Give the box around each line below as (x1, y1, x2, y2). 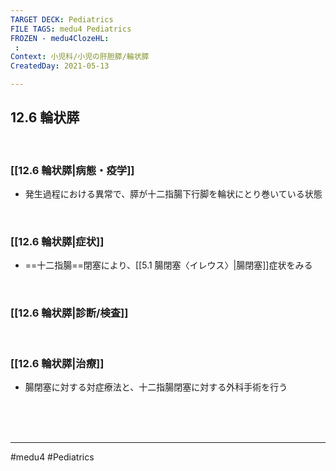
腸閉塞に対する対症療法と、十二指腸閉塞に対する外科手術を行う (24, 381, 288, 393)
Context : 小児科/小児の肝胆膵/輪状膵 (10, 52, 150, 62)
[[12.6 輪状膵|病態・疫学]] (10, 163, 135, 177)
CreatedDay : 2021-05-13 (10, 61, 110, 71)
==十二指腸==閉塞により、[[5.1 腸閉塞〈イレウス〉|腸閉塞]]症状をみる (24, 259, 313, 271)
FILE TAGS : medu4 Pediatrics (10, 24, 132, 34)
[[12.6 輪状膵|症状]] (10, 235, 105, 249)
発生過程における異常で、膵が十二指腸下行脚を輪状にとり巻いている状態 (24, 188, 323, 200)
